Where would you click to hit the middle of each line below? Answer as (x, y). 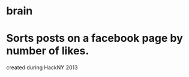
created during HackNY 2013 (42, 67)
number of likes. (48, 51)
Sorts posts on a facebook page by (94, 38)
